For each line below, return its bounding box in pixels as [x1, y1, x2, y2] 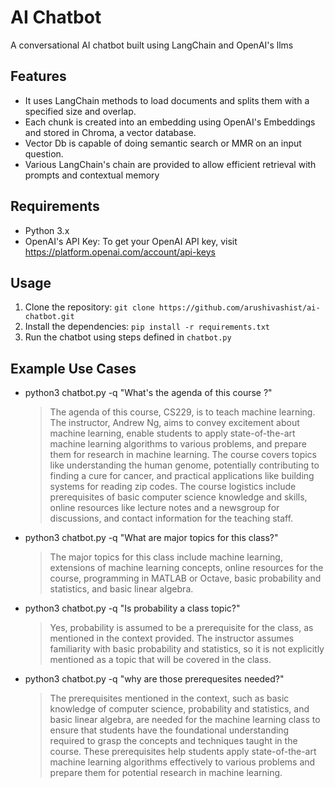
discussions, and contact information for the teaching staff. [49, 512, 294, 525]
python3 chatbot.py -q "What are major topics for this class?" [24, 532, 279, 544]
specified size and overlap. [24, 105, 137, 117]
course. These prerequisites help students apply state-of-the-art [49, 746, 317, 758]
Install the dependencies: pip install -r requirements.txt [24, 321, 270, 333]
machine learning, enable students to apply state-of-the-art [49, 427, 296, 440]
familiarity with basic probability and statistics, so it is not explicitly [49, 643, 325, 655]
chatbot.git [24, 312, 75, 322]
